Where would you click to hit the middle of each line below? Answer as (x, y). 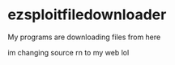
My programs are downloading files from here (84, 37)
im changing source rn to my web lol (68, 52)
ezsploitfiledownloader (87, 15)
